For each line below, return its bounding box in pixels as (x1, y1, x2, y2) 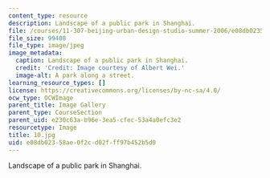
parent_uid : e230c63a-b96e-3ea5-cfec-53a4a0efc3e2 (8, 116, 182, 124)
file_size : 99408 (8, 34, 67, 42)
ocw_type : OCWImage (8, 94, 74, 102)
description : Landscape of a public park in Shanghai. (8, 19, 196, 27)
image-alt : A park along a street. (15, 71, 135, 79)
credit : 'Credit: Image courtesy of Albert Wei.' (15, 64, 185, 72)
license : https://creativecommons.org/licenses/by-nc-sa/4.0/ (8, 86, 221, 95)
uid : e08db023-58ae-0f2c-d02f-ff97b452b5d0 (8, 138, 157, 147)
